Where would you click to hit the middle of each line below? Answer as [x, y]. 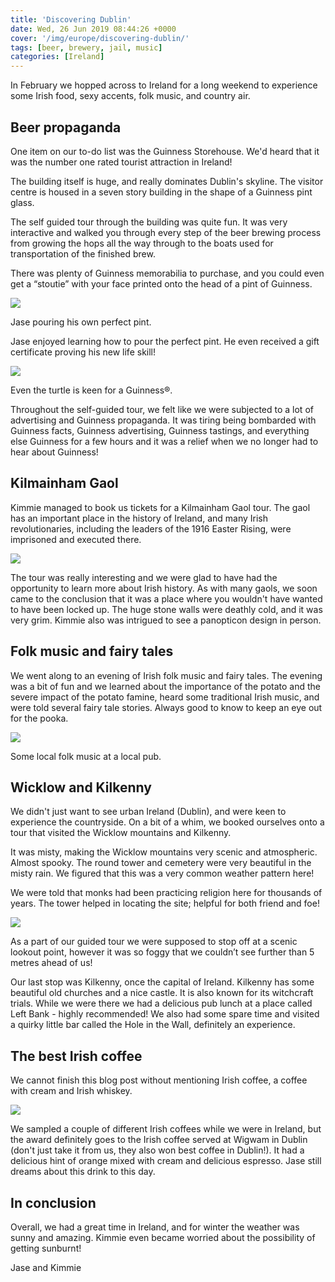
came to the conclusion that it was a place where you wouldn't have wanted [166, 598]
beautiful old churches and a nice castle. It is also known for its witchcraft [162, 993]
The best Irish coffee [76, 1056]
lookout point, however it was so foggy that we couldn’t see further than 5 [162, 952]
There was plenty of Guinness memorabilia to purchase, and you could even [167, 273]
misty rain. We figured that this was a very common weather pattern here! [162, 873]
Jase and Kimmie [46, 1267]
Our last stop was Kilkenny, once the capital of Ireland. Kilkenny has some [162, 982]
